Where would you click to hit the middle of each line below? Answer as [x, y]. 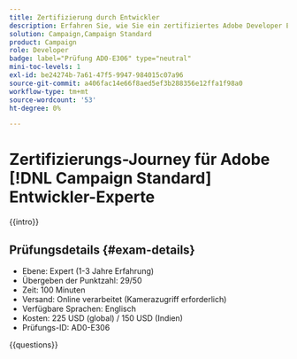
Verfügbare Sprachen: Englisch [79, 308]
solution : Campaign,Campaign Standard [80, 34]
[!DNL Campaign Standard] [110, 179]
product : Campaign [43, 42]
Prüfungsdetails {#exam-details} [103, 250]
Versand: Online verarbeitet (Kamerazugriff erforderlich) [124, 299]
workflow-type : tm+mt [49, 91]
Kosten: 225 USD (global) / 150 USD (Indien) [103, 318]
